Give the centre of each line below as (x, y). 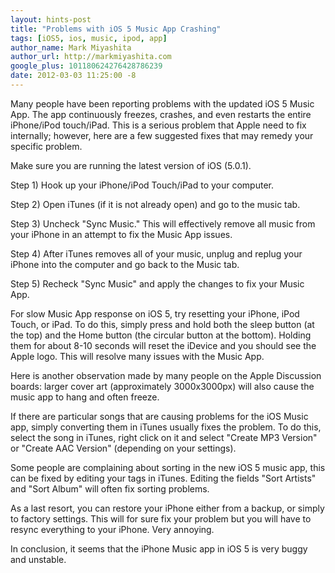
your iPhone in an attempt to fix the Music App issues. (121, 234)
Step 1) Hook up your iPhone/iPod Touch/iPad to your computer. (142, 185)
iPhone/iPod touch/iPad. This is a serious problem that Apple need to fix (158, 125)
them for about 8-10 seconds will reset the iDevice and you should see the (163, 345)
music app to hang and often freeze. (85, 397)
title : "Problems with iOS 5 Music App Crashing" (116, 29)
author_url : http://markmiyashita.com (91, 57)
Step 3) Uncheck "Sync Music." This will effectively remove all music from (163, 223)
